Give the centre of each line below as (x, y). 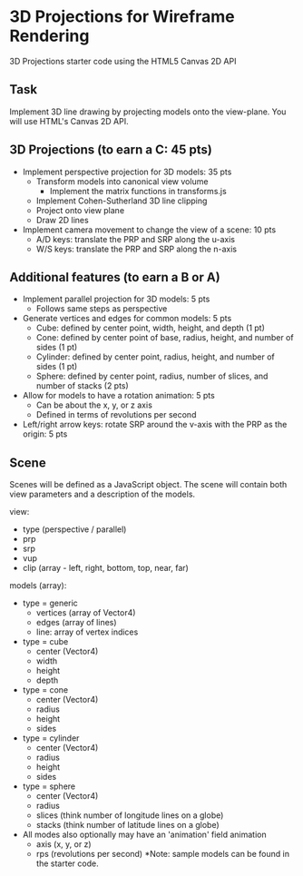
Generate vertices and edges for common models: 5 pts (127, 319)
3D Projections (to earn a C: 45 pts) (111, 150)
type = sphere (49, 786)
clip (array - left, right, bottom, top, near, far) (105, 568)
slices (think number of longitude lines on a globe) (130, 815)
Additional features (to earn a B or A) (115, 277)
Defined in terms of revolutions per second (116, 415)
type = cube (45, 642)
